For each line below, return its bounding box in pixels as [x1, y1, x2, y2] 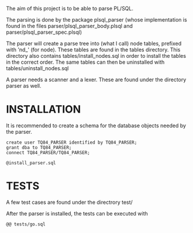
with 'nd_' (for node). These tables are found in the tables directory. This [6, 46, 181, 53]
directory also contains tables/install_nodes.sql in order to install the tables [6, 53, 186, 59]
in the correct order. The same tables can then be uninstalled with [6, 58, 165, 65]
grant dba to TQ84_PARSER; [6, 144, 72, 151]
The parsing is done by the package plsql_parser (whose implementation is [6, 16, 187, 23]
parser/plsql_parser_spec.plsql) [6, 29, 82, 36]
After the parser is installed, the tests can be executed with [6, 210, 148, 217]
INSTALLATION [6, 103, 81, 116]
